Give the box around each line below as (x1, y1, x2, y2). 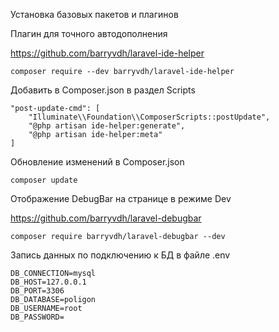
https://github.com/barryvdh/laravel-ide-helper (10, 47, 205, 59)
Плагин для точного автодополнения (10, 28, 168, 39)
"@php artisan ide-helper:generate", (28, 121, 186, 131)
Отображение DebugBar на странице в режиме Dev (10, 193, 232, 204)
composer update (10, 175, 78, 185)
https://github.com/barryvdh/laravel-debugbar (10, 212, 202, 224)
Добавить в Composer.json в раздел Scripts (10, 84, 196, 96)
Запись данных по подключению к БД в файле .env (10, 249, 231, 261)
